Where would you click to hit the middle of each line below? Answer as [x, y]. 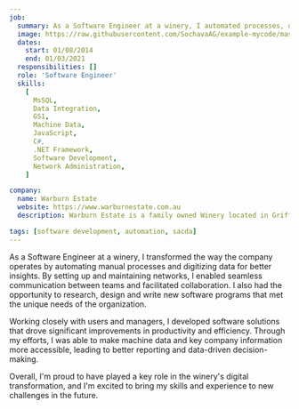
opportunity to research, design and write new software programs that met [146, 294]
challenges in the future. [54, 395]
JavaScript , [55, 133]
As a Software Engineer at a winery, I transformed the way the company [141, 257]
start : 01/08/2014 [59, 51]
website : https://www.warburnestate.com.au [99, 207]
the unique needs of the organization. [78, 304]
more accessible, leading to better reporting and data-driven [120, 349]
